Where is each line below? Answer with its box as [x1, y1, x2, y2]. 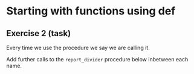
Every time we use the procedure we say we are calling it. [6, 44, 150, 51]
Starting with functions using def [6, 4, 176, 18]
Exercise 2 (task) [6, 28, 71, 39]
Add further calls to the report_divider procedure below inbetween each [6, 56, 189, 63]
